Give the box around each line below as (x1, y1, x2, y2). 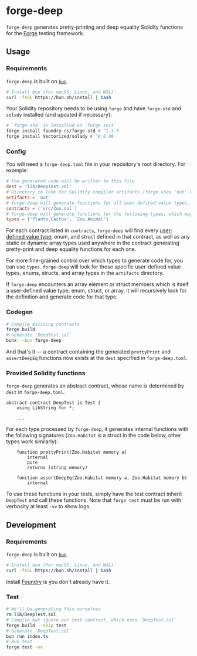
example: (6, 167, 28, 174)
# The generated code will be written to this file (6, 178, 135, 184)
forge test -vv (6, 644, 43, 650)
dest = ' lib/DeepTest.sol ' (6, 183, 72, 190)
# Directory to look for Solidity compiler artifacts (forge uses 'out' (6, 189, 188, 195)
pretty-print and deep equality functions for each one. (6, 246, 137, 253)
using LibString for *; (16, 405, 75, 411)
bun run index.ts (6, 633, 49, 640)
